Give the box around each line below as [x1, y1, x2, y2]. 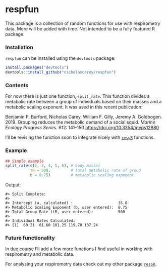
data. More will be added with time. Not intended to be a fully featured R [5, 25, 155, 31]
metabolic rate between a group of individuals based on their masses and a [5, 99, 162, 105]
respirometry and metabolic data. [5, 251, 75, 257]
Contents [5, 82, 29, 89]
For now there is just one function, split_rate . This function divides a [5, 93, 150, 99]
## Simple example [5, 159, 44, 164]
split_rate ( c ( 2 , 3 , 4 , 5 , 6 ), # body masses [5, 163, 100, 168]
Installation [5, 44, 34, 51]
